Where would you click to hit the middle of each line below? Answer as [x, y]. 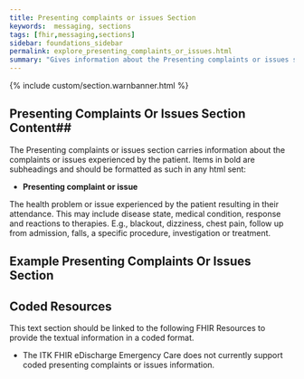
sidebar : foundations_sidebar [66, 43]
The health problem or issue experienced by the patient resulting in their [144, 204]
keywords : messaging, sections [70, 26]
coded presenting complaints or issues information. [119, 365]
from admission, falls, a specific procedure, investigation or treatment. [140, 232]
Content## [41, 128]
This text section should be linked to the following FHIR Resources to [138, 328]
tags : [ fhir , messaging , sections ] [72, 34]
